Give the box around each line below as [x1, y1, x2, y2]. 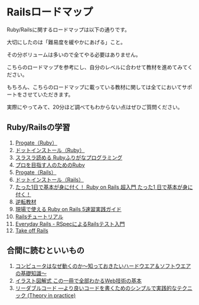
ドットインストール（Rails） [15, 176, 84, 183]
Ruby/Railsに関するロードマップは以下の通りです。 [6, 26, 131, 33]
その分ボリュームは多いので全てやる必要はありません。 [6, 51, 141, 58]
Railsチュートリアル [15, 213, 64, 220]
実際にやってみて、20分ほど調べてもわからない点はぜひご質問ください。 [6, 103, 183, 110]
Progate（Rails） [15, 169, 57, 176]
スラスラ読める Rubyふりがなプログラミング [15, 154, 123, 161]
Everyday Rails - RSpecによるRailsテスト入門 [15, 220, 125, 227]
